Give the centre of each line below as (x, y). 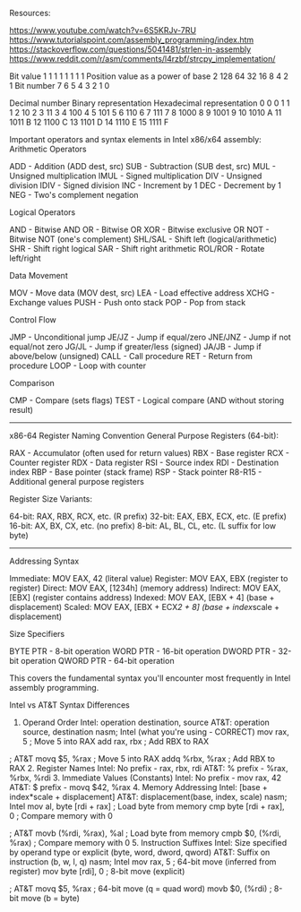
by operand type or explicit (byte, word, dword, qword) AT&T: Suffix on (140, 852)
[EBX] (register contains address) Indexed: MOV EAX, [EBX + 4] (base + (142, 598)
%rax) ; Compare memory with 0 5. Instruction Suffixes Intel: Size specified (148, 843)
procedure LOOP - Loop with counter (78, 366)
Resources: (30, 13)
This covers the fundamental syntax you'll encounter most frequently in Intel (150, 678)
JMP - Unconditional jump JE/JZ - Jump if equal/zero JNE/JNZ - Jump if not (150, 337)
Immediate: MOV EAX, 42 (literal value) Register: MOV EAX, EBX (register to (149, 578)
